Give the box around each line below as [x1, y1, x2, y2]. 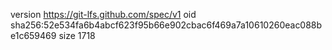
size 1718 [58, 30, 96, 41]
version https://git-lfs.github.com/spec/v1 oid [10, 9, 197, 20]
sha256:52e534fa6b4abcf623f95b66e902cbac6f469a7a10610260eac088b [10, 19, 323, 31]
